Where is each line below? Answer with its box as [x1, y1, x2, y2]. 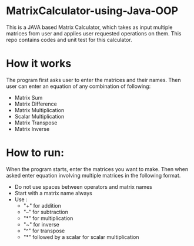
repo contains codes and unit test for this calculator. [6, 36, 132, 43]
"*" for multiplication [23, 214, 73, 222]
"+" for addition [23, 202, 62, 209]
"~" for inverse [23, 221, 60, 228]
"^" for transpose [23, 227, 65, 234]
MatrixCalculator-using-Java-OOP [6, 4, 178, 18]
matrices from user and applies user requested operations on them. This [6, 29, 182, 37]
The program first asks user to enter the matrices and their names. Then [6, 76, 181, 83]
